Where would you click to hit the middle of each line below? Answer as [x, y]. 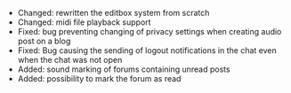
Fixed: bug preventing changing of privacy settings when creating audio [150, 31]
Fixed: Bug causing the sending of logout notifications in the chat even [147, 50]
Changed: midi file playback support [84, 22]
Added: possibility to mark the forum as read [99, 78]
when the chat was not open [70, 60]
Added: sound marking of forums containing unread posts [124, 69]
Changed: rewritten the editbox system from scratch [113, 13]
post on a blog [44, 41]
